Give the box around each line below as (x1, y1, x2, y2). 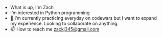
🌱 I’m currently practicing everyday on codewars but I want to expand (10, 15, 157, 21)
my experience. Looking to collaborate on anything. (10, 20, 119, 26)
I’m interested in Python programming (10, 10, 90, 16)
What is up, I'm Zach (10, 5, 54, 10)
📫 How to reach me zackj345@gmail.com (10, 26, 100, 32)
